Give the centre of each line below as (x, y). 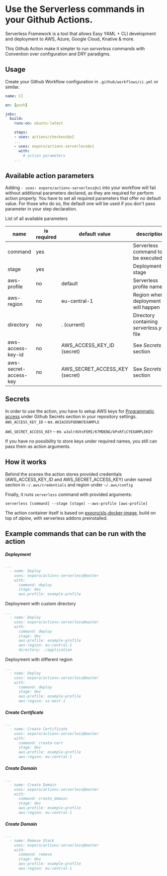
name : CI (14, 96)
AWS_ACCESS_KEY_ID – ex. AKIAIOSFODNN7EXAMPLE (52, 422)
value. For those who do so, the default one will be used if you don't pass (80, 204)
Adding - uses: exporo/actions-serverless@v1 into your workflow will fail (81, 188)
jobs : (11, 114)
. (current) (73, 325)
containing (145, 322)
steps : (21, 132)
